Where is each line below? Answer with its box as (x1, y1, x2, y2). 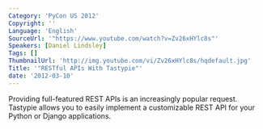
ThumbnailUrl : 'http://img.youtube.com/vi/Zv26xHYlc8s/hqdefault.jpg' (8, 57, 252, 65)
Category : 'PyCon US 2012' (8, 11, 100, 20)
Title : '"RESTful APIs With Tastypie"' (8, 64, 143, 73)
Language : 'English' (8, 27, 78, 35)
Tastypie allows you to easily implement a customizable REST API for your (8, 102, 255, 112)
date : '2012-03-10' (8, 72, 74, 80)
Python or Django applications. (8, 110, 112, 121)
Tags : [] (8, 49, 38, 57)
